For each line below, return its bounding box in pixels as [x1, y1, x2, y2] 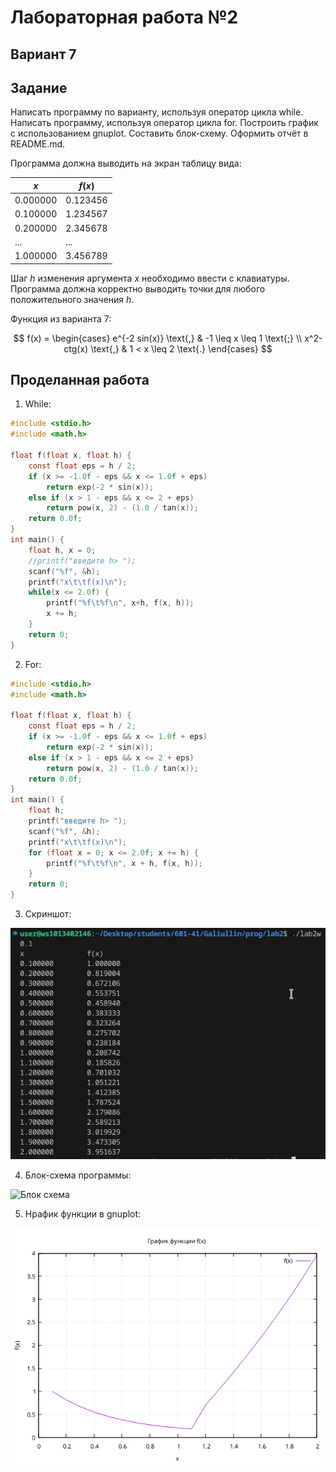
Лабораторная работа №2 [10, 6, 239, 29]
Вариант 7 [10, 46, 77, 63]
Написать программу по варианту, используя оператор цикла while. [10, 106, 304, 118]
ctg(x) [63, 342, 89, 355]
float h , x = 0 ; [28, 545, 97, 555]
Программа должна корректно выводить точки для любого [10, 282, 266, 295]
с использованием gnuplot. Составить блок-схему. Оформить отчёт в [10, 127, 309, 140]
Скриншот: [24, 908, 72, 920]
